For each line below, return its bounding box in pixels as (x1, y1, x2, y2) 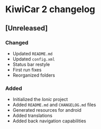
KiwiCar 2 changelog (5, 4, 95, 15)
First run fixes (12, 67, 42, 73)
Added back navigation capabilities (12, 118, 86, 124)
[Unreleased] (5, 24, 48, 33)
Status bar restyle (12, 61, 50, 67)
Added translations (12, 113, 52, 119)
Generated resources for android (12, 107, 82, 113)
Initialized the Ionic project (12, 96, 68, 103)
